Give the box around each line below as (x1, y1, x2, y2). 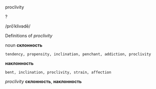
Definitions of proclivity (5, 33, 53, 38)
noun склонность (5, 42, 43, 48)
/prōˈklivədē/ (5, 23, 31, 29)
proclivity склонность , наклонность (5, 79, 82, 84)
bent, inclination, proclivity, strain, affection (5, 70, 112, 75)
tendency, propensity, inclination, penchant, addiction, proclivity (5, 52, 152, 57)
